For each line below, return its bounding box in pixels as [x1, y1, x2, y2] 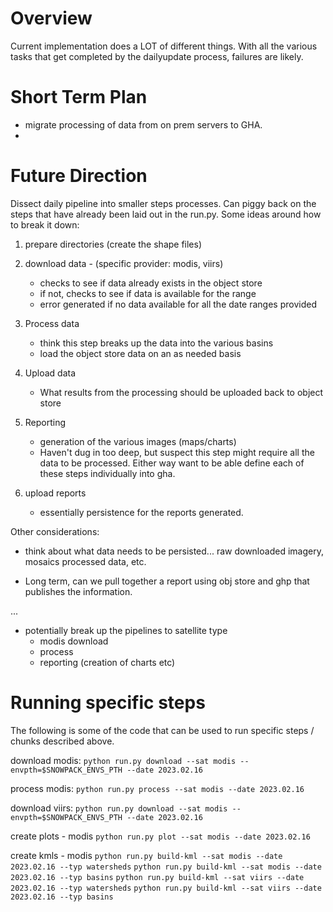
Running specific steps [10, 692, 206, 714]
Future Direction [10, 165, 148, 187]
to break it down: [10, 218, 80, 231]
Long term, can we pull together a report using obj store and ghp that [24, 575, 310, 587]
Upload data [24, 367, 77, 379]
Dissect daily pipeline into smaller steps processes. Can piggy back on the [10, 197, 317, 209]
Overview [10, 7, 93, 30]
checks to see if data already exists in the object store [39, 277, 263, 289]
